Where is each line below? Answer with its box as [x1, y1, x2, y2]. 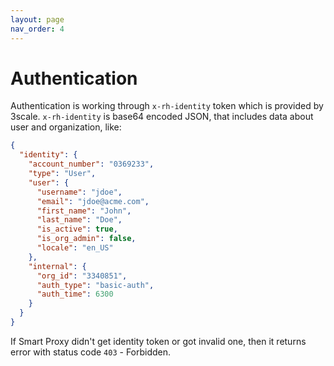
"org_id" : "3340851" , [36, 271, 128, 281]
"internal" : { [28, 261, 87, 271]
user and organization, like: [10, 121, 122, 133]
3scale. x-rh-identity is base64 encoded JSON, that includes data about [10, 111, 314, 123]
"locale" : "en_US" [36, 243, 114, 253]
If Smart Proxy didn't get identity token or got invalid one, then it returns [10, 335, 307, 347]
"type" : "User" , [28, 169, 97, 179]
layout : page [10, 14, 65, 25]
